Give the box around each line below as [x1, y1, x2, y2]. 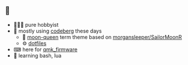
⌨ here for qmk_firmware [13, 46, 78, 53]
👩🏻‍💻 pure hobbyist [13, 21, 59, 28]
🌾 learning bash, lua [13, 52, 62, 59]
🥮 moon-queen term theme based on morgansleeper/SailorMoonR [22, 33, 182, 41]
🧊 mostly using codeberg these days [13, 27, 102, 34]
